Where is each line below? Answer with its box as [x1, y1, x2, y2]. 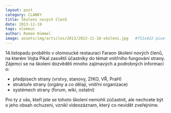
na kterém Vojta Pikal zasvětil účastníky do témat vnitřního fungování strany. [5, 55, 165, 61]
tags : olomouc [5, 26, 36, 32]
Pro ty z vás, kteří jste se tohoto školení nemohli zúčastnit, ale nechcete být [5, 96, 164, 102]
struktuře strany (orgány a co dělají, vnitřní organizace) [12, 81, 128, 87]
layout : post [5, 7, 33, 13]
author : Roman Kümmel [5, 31, 51, 36]
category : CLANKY [5, 12, 42, 17]
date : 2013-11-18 [5, 21, 42, 27]
